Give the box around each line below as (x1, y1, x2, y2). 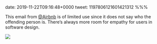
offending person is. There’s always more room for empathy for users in (5, 19, 153, 25)
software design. (5, 24, 40, 30)
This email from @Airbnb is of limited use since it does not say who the (5, 14, 151, 19)
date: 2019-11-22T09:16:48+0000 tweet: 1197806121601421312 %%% (5, 4, 148, 10)
